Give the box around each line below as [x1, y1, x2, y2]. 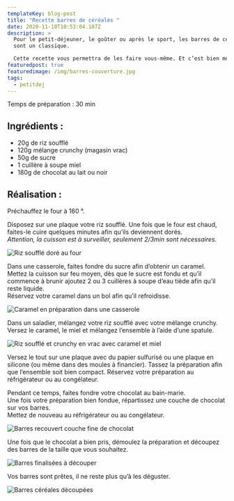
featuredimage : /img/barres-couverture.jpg [7, 67, 136, 75]
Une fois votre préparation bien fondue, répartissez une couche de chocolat [7, 396, 226, 404]
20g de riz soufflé [17, 138, 69, 147]
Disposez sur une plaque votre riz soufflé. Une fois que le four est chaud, [7, 221, 217, 228]
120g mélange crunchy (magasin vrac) [17, 146, 128, 154]
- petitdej [13, 81, 45, 88]
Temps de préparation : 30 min [7, 100, 96, 109]
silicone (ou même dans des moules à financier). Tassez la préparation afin [7, 360, 223, 369]
